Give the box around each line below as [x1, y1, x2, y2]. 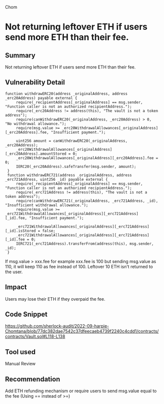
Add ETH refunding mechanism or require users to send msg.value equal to [5, 388, 157, 394]
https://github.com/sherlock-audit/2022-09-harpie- [5, 323, 109, 329]
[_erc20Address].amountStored [5, 151, 67, 156]
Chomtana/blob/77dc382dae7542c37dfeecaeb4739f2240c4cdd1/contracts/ [5, 328, 159, 334]
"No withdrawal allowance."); [5, 121, 67, 126]
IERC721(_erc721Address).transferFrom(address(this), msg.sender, [16, 241, 154, 246]
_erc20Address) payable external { [5, 95, 78, 100]
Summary [5, 51, 36, 59]
